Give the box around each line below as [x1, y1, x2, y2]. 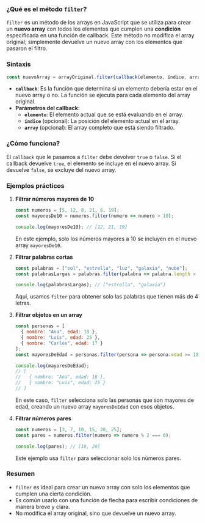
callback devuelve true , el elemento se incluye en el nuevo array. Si [6, 160, 176, 167]
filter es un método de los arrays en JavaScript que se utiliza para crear [6, 19, 191, 26]
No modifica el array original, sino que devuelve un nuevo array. [15, 510, 176, 517]
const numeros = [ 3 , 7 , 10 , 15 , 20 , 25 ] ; [15, 426, 123, 432]
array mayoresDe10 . [15, 241, 62, 249]
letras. [15, 299, 32, 307]
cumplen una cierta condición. [15, 490, 92, 497]
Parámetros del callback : [15, 105, 80, 112]
